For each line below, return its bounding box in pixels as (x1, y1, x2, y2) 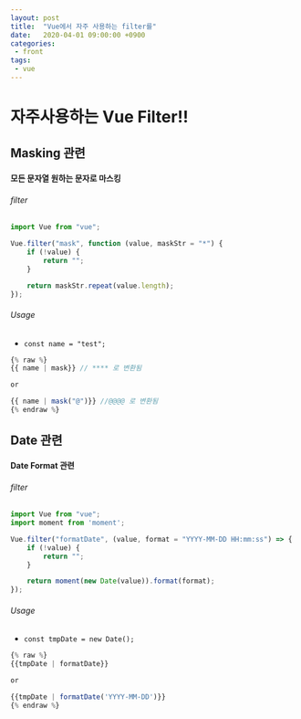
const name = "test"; (23, 339, 106, 348)
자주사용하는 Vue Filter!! (10, 107, 189, 128)
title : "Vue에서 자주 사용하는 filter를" (10, 22, 157, 31)
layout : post (10, 13, 60, 23)
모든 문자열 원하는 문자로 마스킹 (10, 173, 121, 184)
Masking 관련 (10, 145, 86, 161)
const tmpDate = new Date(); (23, 635, 135, 644)
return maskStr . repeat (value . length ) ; (26, 280, 174, 291)
